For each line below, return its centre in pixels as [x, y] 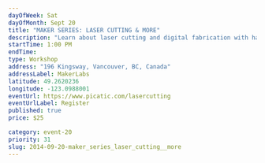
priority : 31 [30, 139]
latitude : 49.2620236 [44, 81]
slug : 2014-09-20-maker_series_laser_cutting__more [95, 146]
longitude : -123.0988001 [49, 89]
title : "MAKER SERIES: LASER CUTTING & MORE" [84, 30]
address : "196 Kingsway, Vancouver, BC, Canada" [90, 67]
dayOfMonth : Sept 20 [42, 23]
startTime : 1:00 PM [40, 45]
